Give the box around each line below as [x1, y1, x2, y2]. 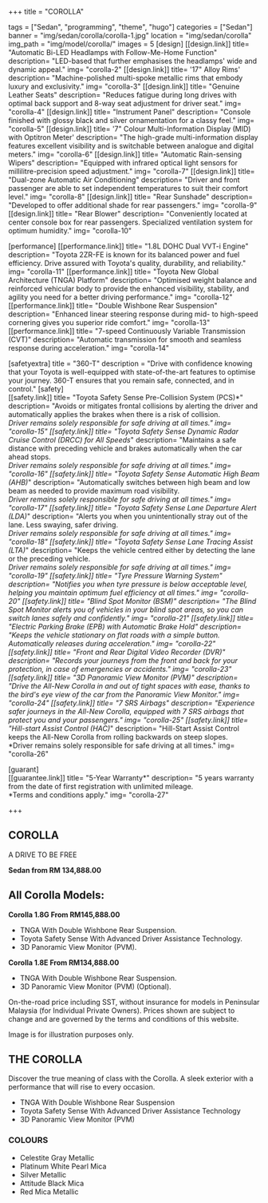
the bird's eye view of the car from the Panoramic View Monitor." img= [8, 690, 241, 699]
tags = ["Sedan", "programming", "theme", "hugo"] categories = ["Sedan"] [8, 22, 253, 31]
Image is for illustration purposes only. [8, 1030, 134, 1039]
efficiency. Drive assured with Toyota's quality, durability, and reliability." [8, 259, 246, 268]
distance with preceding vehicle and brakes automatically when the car [8, 443, 242, 453]
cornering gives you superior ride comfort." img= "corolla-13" [8, 318, 211, 327]
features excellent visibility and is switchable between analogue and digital [8, 141, 254, 150]
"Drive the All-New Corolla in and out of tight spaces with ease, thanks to [8, 681, 250, 690]
